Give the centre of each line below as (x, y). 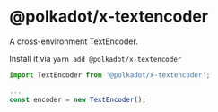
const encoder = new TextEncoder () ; (78, 99)
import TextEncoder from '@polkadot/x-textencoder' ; (110, 75)
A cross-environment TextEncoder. (74, 41)
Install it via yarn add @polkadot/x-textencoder (96, 58)
